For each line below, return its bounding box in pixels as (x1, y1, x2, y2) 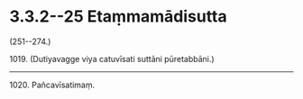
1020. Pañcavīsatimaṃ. (9, 79, 96, 90)
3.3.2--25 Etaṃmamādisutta (9, 6, 227, 27)
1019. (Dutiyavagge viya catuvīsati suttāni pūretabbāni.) (9, 53, 215, 64)
